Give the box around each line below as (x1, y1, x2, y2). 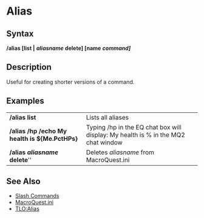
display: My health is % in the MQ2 (86, 131, 185, 139)
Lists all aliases (86, 113, 129, 121)
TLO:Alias (15, 205, 39, 213)
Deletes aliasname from (86, 148, 155, 156)
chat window (86, 138, 123, 146)
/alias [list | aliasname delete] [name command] (6, 44, 131, 52)
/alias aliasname (9, 148, 59, 156)
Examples (6, 96, 44, 106)
